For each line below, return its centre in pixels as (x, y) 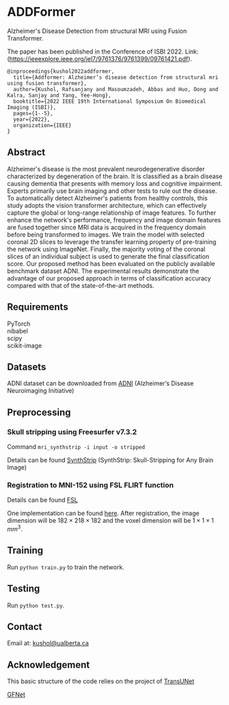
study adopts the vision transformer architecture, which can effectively (107, 205)
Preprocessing (39, 412)
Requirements (38, 307)
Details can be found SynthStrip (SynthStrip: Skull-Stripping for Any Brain (110, 460)
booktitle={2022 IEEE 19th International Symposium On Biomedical (110, 101)
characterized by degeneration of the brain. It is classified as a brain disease (115, 176)
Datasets (27, 367)
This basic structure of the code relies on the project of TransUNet (101, 681)
